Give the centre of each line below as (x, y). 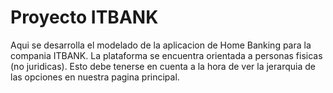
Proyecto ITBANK (84, 17)
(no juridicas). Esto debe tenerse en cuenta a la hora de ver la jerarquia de (163, 66)
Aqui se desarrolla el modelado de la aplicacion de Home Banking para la (161, 45)
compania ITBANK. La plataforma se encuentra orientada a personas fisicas (166, 55)
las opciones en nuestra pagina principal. (95, 77)
